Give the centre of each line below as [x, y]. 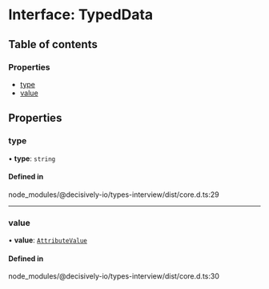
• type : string [32, 159]
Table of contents [53, 44]
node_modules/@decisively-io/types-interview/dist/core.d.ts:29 [114, 195]
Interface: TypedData [81, 15]
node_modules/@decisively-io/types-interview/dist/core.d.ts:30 [114, 276]
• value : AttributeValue [48, 240]
